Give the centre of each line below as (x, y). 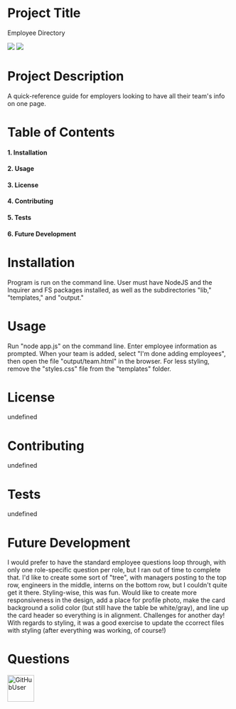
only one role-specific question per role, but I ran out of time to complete (114, 570)
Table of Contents (61, 132)
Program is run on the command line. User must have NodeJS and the (110, 282)
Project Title (44, 13)
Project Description (66, 77)
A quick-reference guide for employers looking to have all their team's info (116, 96)
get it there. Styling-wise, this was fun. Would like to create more (102, 593)
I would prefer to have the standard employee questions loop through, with (117, 562)
